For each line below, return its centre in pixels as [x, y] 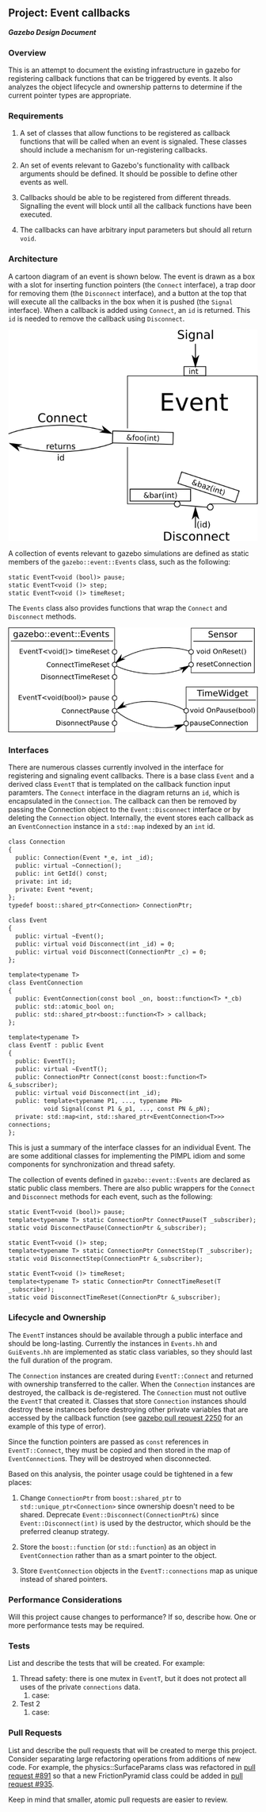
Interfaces [28, 750]
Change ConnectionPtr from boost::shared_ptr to [101, 1498]
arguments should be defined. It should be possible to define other [128, 174]
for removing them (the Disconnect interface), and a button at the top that [127, 293]
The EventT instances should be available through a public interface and [125, 1335]
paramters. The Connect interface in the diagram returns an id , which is [124, 792]
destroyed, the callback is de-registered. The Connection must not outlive [127, 1392]
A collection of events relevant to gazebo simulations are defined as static [129, 553]
